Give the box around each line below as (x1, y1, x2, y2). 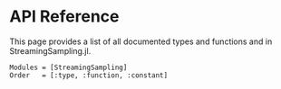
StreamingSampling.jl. (9, 45, 92, 56)
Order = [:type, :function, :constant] (9, 70, 169, 80)
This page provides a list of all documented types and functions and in (9, 36, 273, 47)
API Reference (9, 6, 120, 27)
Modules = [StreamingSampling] (9, 63, 128, 72)
